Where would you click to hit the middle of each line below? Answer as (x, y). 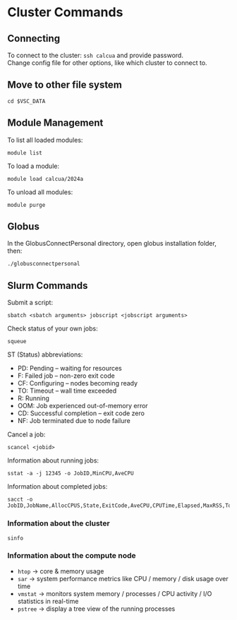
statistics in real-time (48, 601)
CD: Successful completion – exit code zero (81, 413)
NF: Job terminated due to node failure (74, 421)
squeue (17, 342)
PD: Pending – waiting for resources (69, 369)
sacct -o (20, 500)
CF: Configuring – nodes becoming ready (78, 383)
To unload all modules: (40, 192)
